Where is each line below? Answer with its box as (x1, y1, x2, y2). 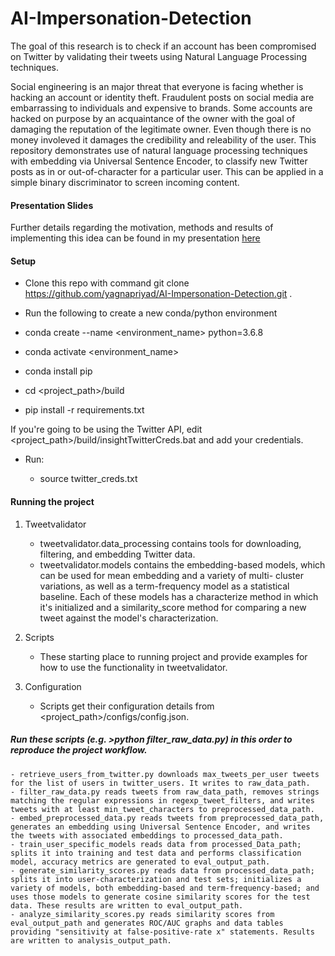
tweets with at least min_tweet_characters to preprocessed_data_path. (10, 804, 315, 814)
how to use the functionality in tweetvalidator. (39, 661, 228, 673)
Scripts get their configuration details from (39, 700, 215, 712)
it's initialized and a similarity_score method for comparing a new (39, 601, 307, 613)
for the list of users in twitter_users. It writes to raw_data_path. (10, 778, 311, 788)
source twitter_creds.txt (39, 473, 138, 485)
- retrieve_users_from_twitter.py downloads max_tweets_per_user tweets (10, 769, 320, 779)
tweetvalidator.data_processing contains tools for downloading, (39, 537, 302, 549)
